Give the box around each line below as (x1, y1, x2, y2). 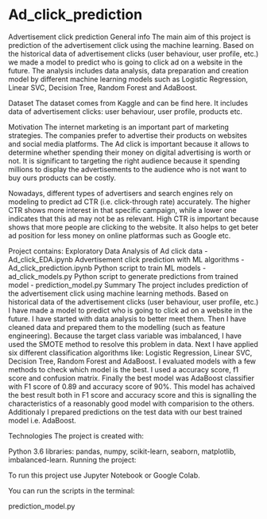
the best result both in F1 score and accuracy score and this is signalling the (8, 390, 257, 399)
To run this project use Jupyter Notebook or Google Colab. (8, 470, 200, 480)
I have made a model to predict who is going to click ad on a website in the (8, 305, 253, 315)
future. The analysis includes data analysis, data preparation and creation (8, 65, 249, 75)
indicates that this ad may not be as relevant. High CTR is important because (8, 214, 259, 223)
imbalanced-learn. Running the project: (8, 454, 137, 464)
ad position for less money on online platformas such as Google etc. (8, 230, 231, 240)
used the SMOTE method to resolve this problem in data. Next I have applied (8, 339, 258, 348)
